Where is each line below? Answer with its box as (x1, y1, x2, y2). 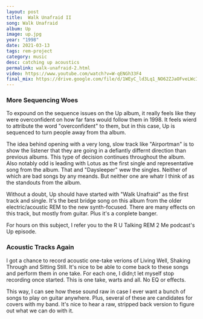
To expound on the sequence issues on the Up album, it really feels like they (6, 110, 196, 117)
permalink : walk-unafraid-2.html (6, 65, 91, 71)
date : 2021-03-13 (6, 43, 50, 49)
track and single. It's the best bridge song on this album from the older (6, 197, 182, 204)
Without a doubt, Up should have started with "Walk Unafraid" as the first (6, 191, 189, 198)
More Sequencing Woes (6, 96, 79, 104)
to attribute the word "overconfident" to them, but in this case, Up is (6, 122, 175, 130)
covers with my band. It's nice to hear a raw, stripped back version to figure (6, 300, 195, 308)
